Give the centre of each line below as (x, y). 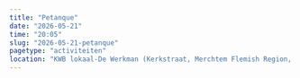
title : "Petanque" (44, 17)
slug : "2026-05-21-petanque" (64, 43)
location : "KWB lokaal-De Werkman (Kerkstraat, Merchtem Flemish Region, (151, 59)
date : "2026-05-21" (46, 26)
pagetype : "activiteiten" (58, 51)
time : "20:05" (36, 34)
